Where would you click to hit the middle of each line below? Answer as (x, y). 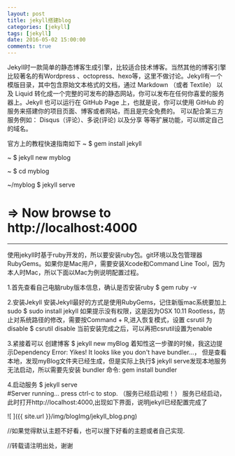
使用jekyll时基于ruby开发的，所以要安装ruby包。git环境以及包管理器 (105, 255)
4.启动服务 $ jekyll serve (43, 384)
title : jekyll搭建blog (39, 20)
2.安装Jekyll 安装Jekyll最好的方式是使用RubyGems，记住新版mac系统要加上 (117, 302)
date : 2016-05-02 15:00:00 (47, 40)
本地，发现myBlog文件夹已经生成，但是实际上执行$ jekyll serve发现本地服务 (117, 361)
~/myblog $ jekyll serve (41, 185)
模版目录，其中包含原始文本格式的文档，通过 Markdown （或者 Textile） (111, 85)
